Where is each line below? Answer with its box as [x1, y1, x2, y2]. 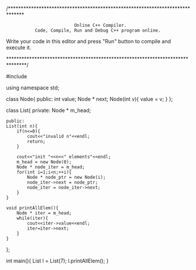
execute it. [6, 44, 32, 51]
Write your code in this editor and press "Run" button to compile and [6, 38, 171, 44]
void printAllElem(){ [6, 205, 59, 211]
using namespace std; [6, 84, 60, 91]
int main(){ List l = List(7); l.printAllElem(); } [6, 257, 109, 264]
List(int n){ [6, 123, 38, 129]
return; [27, 139, 46, 144]
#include [6, 73, 27, 79]
